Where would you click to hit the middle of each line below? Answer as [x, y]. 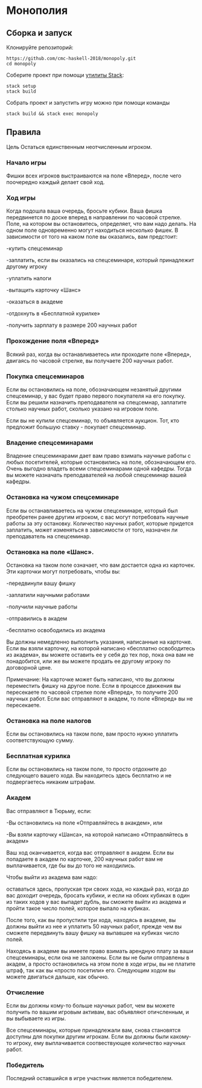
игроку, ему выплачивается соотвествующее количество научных [99, 1043]
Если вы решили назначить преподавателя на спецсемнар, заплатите [96, 402]
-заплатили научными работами [48, 595]
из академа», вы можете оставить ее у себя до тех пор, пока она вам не [100, 654]
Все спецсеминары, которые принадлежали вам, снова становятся [93, 1030]
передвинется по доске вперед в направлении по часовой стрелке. [94, 217]
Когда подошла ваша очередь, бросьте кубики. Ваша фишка [84, 211]
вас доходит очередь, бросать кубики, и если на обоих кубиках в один [98, 895]
